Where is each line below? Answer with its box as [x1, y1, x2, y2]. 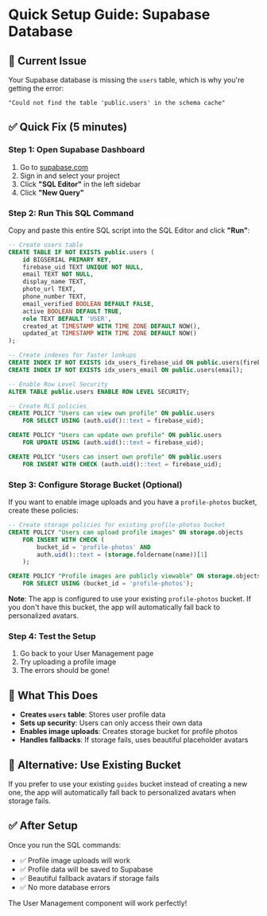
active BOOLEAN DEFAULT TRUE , [22, 307, 123, 315]
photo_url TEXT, [22, 285, 77, 293]
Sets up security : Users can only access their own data [19, 718, 203, 728]
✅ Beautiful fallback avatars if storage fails [19, 873, 160, 883]
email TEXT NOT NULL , [22, 270, 94, 279]
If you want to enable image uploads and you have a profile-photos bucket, [8, 497, 257, 507]
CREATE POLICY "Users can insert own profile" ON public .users [8, 453, 222, 461]
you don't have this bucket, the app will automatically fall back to [8, 602, 221, 613]
